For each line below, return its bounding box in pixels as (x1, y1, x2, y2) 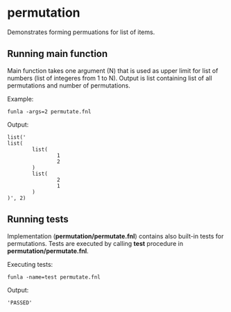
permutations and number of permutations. (7, 81, 130, 90)
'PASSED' (7, 299, 33, 306)
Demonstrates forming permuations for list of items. (7, 28, 155, 36)
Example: (7, 95, 34, 103)
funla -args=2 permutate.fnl (7, 108, 92, 115)
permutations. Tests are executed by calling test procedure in (7, 239, 184, 247)
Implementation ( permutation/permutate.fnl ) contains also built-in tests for (7, 231, 224, 240)
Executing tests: (7, 260, 53, 268)
